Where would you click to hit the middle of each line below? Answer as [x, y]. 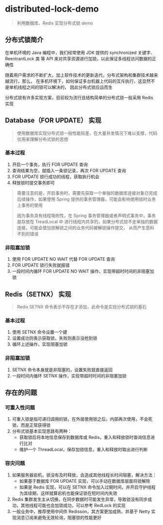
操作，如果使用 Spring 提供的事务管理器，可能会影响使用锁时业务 [91, 199]
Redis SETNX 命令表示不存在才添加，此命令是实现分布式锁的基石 [82, 307]
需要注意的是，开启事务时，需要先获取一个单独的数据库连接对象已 [83, 193]
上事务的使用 [30, 205]
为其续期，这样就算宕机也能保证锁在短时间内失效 [68, 493]
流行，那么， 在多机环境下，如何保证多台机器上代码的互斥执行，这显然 [80, 81]
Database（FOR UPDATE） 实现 [53, 120]
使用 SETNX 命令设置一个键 [40, 332]
